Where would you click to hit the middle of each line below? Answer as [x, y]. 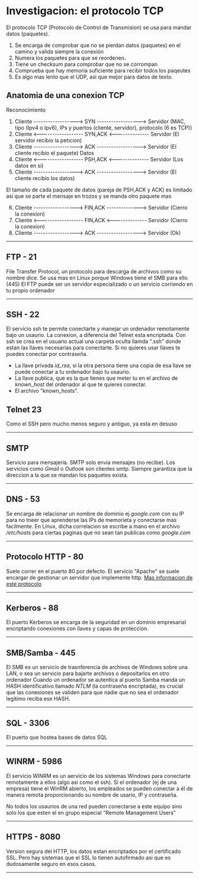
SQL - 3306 [28, 723]
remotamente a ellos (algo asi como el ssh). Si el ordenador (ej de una [92, 782]
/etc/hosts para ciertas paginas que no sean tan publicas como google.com [98, 533]
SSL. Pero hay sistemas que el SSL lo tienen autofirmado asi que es [89, 858]
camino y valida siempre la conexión [59, 51]
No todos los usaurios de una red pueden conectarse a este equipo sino [94, 806]
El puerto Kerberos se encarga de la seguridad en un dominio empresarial [96, 622]
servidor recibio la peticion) [48, 140]
